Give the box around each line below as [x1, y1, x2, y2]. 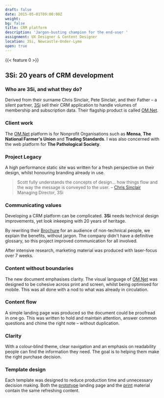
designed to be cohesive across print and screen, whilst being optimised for [5, 281, 159, 287]
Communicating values [5, 202, 62, 209]
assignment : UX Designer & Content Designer [5, 35, 97, 40]
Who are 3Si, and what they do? [5, 86, 82, 93]
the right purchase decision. [5, 354, 62, 360]
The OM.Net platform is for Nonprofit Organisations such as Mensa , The [5, 131, 151, 137]
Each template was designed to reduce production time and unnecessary [5, 377, 153, 383]
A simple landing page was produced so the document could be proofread [5, 309, 156, 316]
